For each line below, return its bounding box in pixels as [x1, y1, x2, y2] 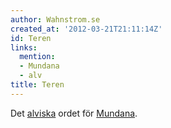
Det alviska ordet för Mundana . [10, 107, 138, 119]
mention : [19, 52, 56, 62]
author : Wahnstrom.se [10, 14, 101, 25]
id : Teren [10, 33, 52, 43]
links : [10, 42, 38, 53]
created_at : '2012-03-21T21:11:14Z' [10, 24, 163, 34]
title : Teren [10, 80, 65, 90]
